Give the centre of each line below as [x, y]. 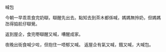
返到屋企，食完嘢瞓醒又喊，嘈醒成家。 [44, 34]
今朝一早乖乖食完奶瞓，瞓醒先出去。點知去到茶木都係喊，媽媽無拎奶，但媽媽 [83, 18]
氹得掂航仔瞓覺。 [22, 24]
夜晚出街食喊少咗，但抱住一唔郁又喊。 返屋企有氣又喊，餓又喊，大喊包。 [79, 45]
